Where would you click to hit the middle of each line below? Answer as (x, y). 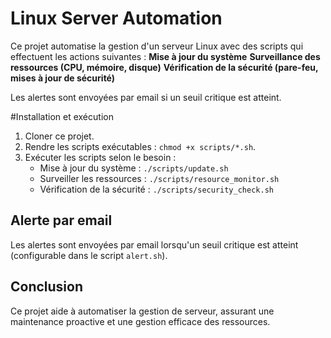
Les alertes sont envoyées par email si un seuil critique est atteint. (146, 97)
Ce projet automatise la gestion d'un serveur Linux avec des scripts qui (157, 46)
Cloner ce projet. (59, 136)
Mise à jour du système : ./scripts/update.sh (134, 168)
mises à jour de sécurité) (63, 78)
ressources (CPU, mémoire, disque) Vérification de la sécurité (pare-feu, (164, 67)
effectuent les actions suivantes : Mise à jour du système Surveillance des (165, 56)
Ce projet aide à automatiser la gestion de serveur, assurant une (142, 311)
